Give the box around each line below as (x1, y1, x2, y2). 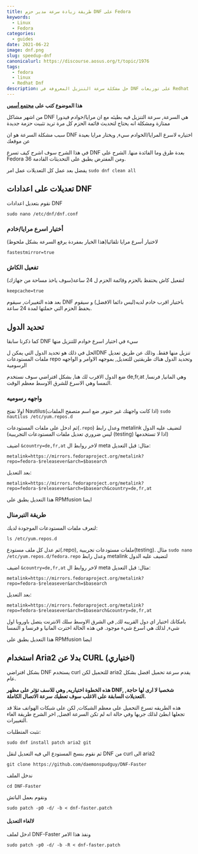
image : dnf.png (6, 47, 44, 53)
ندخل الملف (6, 772, 33, 779)
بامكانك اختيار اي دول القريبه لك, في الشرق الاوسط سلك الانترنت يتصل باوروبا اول (6, 618, 186, 625)
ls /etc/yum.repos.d (6, 536, 58, 542)
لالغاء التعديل (6, 817, 35, 824)
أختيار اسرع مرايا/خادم (6, 224, 64, 233)
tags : (6, 63, 20, 70)
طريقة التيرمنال (6, 511, 47, 519)
